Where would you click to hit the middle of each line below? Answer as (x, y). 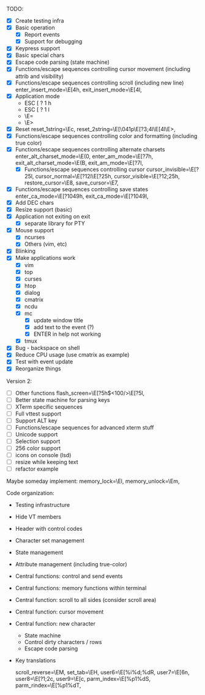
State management (39, 553)
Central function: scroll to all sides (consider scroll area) (86, 600)
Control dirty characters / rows (63, 642)
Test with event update (44, 362)
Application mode (37, 96)
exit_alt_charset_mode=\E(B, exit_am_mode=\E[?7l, (79, 162)
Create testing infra (39, 21)
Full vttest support (38, 414)
